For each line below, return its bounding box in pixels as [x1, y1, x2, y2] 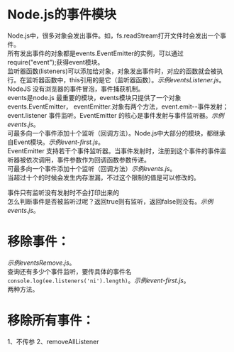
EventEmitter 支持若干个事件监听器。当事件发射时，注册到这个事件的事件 [7, 146, 221, 155]
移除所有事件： [7, 313, 95, 329]
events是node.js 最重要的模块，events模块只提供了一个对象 [7, 93, 182, 101]
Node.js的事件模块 [7, 6, 117, 23]
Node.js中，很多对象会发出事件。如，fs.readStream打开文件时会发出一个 [7, 31, 221, 40]
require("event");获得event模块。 [7, 57, 104, 66]
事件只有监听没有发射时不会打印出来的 [7, 188, 119, 197]
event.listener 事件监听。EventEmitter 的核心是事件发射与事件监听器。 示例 [7, 111, 225, 119]
